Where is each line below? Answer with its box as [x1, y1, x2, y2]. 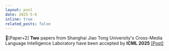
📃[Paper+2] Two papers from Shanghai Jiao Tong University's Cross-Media [5, 35, 163, 41]
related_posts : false [5, 21, 51, 26]
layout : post [5, 7, 33, 12]
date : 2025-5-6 [5, 12, 37, 17]
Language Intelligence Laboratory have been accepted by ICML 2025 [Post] [5, 40, 164, 46]
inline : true [5, 16, 33, 21]
